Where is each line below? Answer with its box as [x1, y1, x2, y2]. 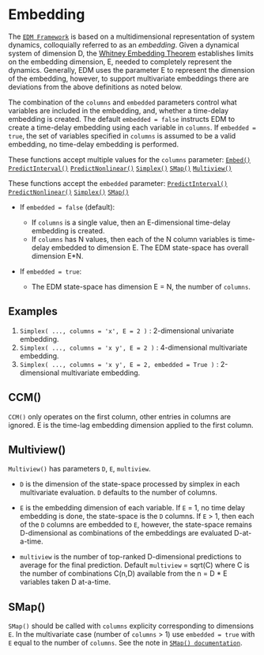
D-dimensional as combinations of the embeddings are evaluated [19, 528, 233, 538]
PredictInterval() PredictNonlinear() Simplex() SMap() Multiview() [8, 165, 232, 172]
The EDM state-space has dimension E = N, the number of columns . [31, 282, 251, 291]
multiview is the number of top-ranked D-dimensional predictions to [19, 552, 242, 562]
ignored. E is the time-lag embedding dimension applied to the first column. [8, 420, 255, 430]
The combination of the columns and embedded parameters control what [8, 97, 237, 107]
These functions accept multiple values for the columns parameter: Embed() [8, 154, 251, 164]
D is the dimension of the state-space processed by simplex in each [19, 479, 240, 489]
